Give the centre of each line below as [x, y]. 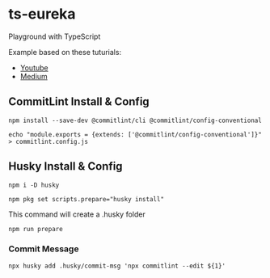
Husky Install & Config [65, 166]
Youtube [34, 67]
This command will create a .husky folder [77, 214]
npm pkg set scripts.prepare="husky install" [86, 199]
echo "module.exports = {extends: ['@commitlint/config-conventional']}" [135, 134]
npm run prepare [36, 229]
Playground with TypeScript [55, 36]
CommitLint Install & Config [79, 102]
